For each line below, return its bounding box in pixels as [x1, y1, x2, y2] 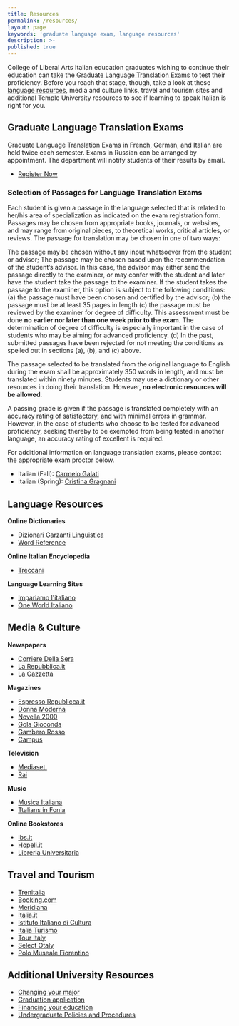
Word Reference [17, 538, 66, 546]
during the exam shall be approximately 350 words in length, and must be [7, 368, 223, 376]
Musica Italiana [17, 798, 63, 806]
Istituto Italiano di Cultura [17, 918, 92, 927]
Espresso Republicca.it [17, 697, 86, 706]
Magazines [7, 683, 41, 692]
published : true [7, 43, 56, 51]
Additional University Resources [7, 969, 155, 981]
